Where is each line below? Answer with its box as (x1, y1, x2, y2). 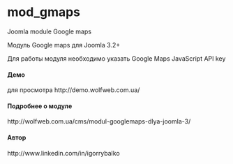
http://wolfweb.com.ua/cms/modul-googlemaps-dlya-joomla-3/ (7, 117, 191, 126)
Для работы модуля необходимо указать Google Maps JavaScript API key (7, 54, 226, 63)
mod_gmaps (7, 4, 81, 20)
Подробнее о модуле (7, 102, 73, 110)
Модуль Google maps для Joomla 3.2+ (7, 40, 121, 49)
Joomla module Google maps (7, 27, 92, 36)
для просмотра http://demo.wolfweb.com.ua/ (7, 86, 140, 94)
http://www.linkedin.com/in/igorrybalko (7, 149, 120, 157)
